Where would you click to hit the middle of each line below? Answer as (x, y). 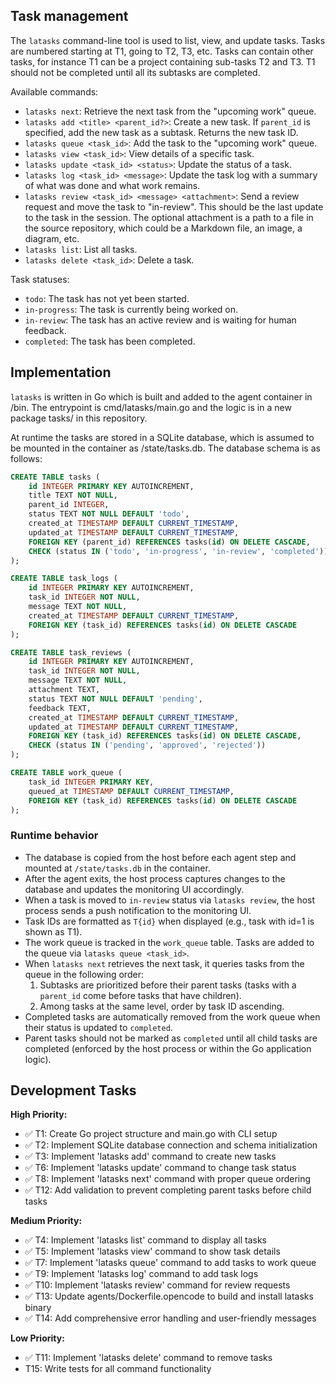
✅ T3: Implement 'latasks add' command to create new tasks (150, 1156)
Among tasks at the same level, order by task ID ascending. (162, 1006)
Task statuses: (40, 279)
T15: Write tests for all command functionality (118, 1369)
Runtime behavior (54, 836)
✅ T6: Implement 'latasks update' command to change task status (160, 1168)
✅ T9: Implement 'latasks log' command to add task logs (141, 1274)
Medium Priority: (46, 1221)
